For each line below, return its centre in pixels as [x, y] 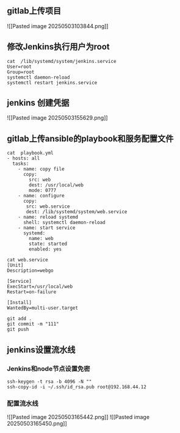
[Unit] [15, 265]
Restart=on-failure [32, 292]
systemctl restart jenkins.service [52, 82]
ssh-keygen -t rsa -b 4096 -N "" [49, 381]
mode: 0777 [43, 191]
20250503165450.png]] [37, 424]
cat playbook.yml [30, 153]
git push [18, 329]
